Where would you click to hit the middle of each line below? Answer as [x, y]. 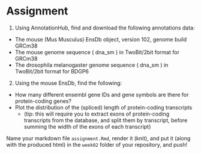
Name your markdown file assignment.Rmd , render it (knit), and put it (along [98, 138]
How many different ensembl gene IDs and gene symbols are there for [102, 94]
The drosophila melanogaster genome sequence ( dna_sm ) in [91, 65]
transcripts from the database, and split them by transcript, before [106, 120]
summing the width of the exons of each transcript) [87, 126]
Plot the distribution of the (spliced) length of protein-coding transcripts [103, 107]
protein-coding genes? [43, 101]
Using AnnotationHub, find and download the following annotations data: [105, 28]
